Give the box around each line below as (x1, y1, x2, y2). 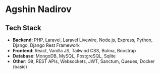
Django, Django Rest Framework (12, 42, 80, 48)
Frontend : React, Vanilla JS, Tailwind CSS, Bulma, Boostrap (12, 48, 136, 53)
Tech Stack (5, 24, 41, 32)
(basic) (12, 64, 28, 69)
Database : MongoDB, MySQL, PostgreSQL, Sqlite (12, 53, 116, 59)
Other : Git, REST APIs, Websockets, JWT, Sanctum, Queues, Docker (12, 58, 155, 64)
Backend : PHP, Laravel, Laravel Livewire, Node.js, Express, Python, (12, 37, 153, 43)
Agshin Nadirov (5, 4, 72, 15)
